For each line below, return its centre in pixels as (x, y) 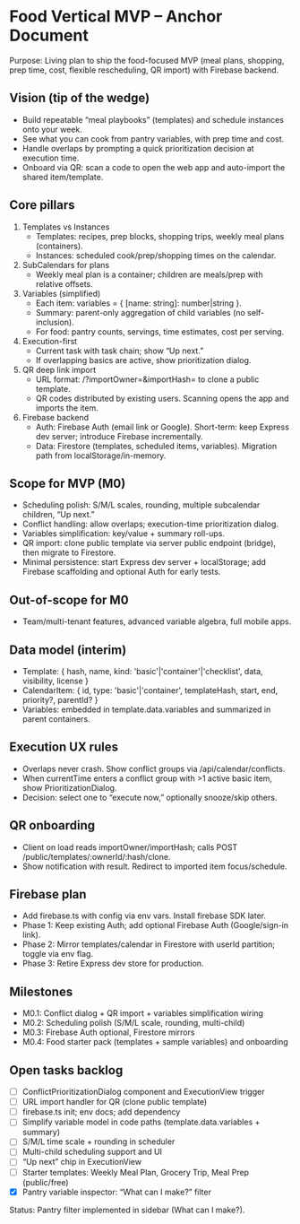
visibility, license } (56, 681)
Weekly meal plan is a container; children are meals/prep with (149, 274)
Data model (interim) (68, 650)
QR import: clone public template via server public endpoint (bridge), (149, 543)
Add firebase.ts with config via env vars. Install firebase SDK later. (144, 916)
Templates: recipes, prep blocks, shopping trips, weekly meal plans (160, 236)
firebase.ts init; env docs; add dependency (101, 1112)
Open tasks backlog (66, 1070)
